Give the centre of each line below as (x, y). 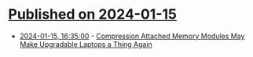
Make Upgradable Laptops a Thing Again (86, 44)
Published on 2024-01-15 (92, 14)
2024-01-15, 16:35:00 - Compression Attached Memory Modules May (132, 36)
